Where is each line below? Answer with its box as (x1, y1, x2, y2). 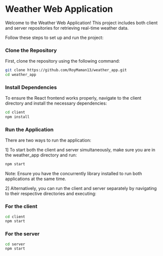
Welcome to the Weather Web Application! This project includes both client (5, 20, 158, 26)
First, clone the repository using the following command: (5, 58, 120, 64)
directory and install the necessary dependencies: (5, 100, 107, 107)
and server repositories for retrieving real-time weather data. (5, 25, 129, 31)
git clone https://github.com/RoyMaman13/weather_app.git (5, 68, 127, 73)
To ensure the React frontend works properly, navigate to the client (5, 95, 142, 101)
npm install (5, 114, 30, 119)
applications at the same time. (5, 176, 67, 182)
